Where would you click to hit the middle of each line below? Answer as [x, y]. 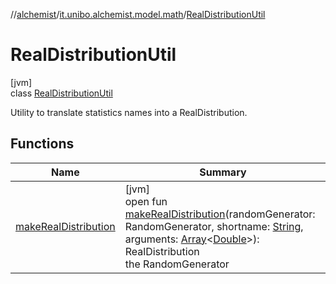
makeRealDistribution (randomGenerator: [220, 214]
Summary [223, 172]
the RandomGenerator [177, 264]
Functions [42, 144]
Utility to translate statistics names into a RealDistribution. [129, 112]
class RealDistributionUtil [61, 93]
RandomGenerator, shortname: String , [214, 226]
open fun [146, 201]
